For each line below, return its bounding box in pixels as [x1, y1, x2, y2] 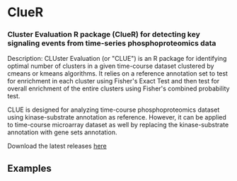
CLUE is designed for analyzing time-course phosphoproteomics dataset [7, 105, 220, 114]
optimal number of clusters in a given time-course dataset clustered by [7, 62, 214, 71]
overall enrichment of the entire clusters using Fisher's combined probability [7, 84, 230, 93]
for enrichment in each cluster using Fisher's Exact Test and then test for [7, 77, 220, 86]
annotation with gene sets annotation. [7, 128, 117, 136]
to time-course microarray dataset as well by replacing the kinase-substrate [7, 121, 229, 129]
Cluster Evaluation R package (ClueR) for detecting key [7, 30, 200, 40]
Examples [7, 162, 52, 174]
